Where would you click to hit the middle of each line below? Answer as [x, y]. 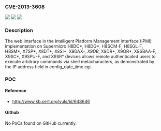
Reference [16, 91]
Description [19, 30]
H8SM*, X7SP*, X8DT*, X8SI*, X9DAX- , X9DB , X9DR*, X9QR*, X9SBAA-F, [81, 51]
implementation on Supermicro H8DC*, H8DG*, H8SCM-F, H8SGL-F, [74, 46]
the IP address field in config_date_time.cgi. [48, 67]
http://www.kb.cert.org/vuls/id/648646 [51, 101]
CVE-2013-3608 [25, 7]
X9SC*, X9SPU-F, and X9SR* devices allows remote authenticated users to [80, 56]
